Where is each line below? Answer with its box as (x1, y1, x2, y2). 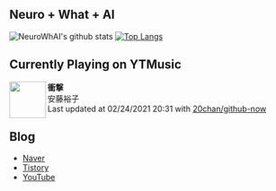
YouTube (22, 172, 56, 183)
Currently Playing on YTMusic (9, 57, 182, 73)
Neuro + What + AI (9, 7, 115, 22)
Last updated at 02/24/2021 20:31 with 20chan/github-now (48, 103, 267, 114)
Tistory (22, 162, 49, 173)
